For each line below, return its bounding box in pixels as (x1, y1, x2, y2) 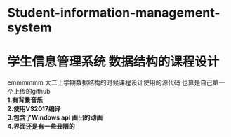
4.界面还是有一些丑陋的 (7, 122, 75, 131)
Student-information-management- (7, 5, 220, 21)
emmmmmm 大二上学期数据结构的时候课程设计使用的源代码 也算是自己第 (7, 78, 219, 87)
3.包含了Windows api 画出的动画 (7, 113, 103, 122)
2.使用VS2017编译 (7, 105, 61, 113)
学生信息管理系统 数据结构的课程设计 (7, 54, 220, 70)
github (31, 87, 51, 96)
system (7, 20, 52, 36)
